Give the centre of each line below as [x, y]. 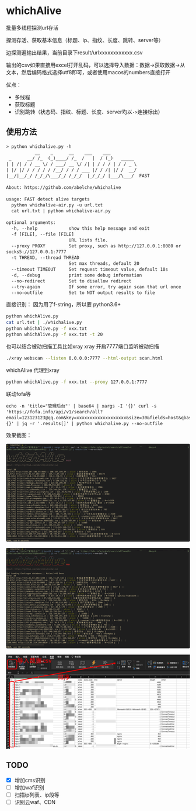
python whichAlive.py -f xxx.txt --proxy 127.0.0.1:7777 [77, 382]
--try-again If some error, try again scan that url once [96, 287]
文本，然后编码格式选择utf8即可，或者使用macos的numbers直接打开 [88, 72]
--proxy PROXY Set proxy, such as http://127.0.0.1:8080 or [96, 246]
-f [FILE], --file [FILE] [43, 234]
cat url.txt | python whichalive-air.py [61, 211]
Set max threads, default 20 [104, 263]
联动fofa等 [18, 394]
